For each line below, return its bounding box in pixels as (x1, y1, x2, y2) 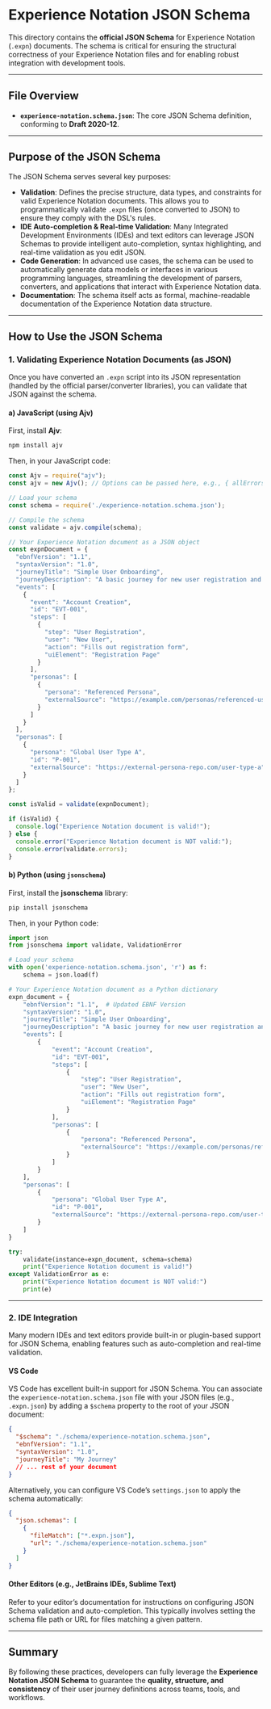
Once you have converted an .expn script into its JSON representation (8, 372, 241, 382)
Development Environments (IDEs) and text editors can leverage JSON (19, 230, 255, 240)
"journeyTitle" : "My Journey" (15, 1455, 117, 1463)
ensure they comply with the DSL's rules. (19, 212, 156, 223)
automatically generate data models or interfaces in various (19, 264, 219, 274)
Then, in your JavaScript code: (8, 456, 111, 466)
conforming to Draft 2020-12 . (19, 119, 119, 128)
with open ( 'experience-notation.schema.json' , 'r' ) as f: (8, 964, 207, 972)
